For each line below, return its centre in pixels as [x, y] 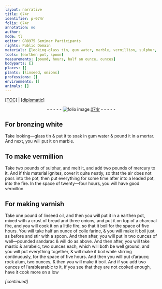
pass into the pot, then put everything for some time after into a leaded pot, [80, 178]
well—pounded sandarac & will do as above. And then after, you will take [77, 241]
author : [13, 32]
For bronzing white [34, 124]
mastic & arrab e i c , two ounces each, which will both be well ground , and [77, 246]
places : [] [16, 68]
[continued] [16, 281]
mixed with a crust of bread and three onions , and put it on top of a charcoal [81, 220]
